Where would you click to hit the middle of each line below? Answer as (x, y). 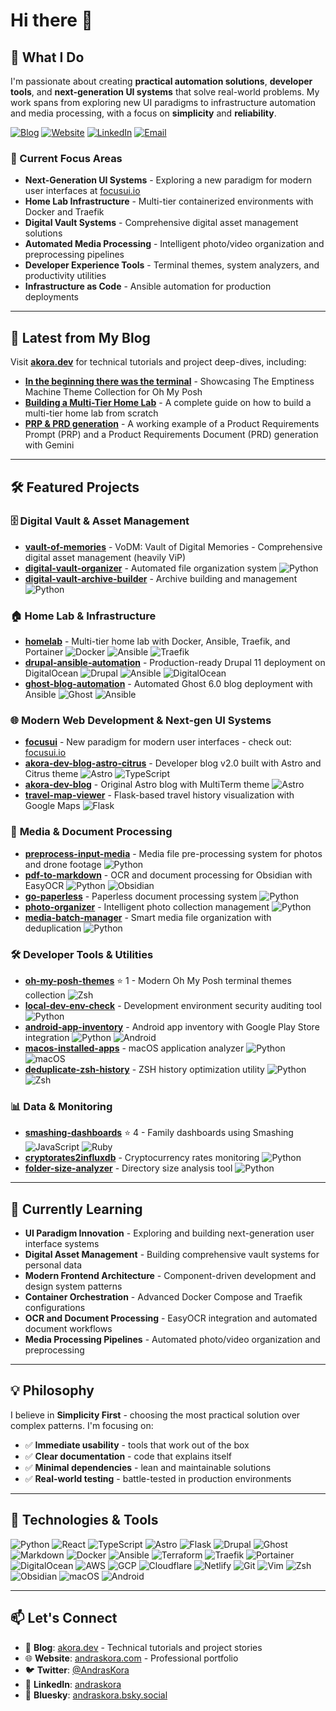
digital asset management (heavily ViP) (105, 557)
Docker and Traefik (64, 212)
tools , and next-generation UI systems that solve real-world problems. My (165, 92)
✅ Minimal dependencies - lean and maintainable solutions (148, 1467)
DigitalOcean (51, 673)
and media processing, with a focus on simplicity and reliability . (143, 113)
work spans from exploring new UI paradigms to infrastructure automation (163, 102)
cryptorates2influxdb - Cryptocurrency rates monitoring (142, 1158)
